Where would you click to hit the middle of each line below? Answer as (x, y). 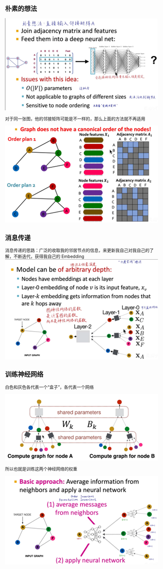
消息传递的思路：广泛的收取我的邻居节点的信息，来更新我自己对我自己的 (77, 250)
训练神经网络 (24, 374)
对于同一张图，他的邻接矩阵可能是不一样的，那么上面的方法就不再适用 (75, 119)
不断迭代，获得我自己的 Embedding (49, 256)
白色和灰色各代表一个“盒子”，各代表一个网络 (49, 387)
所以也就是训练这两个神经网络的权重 (41, 469)
